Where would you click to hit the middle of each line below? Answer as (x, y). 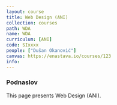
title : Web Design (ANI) (37, 17)
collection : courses (32, 23)
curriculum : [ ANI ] (29, 39)
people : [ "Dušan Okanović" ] (41, 51)
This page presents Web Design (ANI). (54, 95)
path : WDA (19, 28)
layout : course (25, 12)
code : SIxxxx (22, 45)
